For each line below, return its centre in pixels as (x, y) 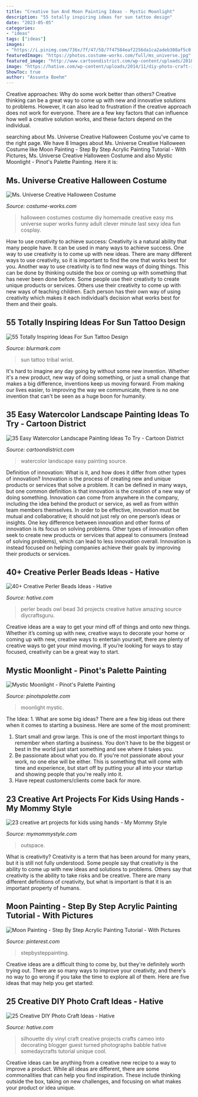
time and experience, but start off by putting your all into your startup (98, 768)
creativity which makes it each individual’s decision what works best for (93, 298)
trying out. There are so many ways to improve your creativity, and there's (96, 970)
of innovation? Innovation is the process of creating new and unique (88, 479)
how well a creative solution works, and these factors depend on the (89, 119)
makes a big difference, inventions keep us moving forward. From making (95, 383)
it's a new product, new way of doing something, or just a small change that (98, 377)
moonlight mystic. (42, 707)
